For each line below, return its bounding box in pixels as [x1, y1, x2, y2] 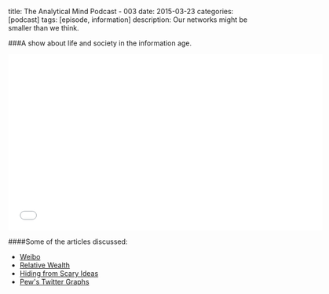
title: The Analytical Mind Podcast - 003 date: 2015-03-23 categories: [8, 7, 234, 16]
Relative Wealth [19, 260, 71, 270]
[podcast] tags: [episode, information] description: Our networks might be [8, 15, 248, 24]
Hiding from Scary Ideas [19, 269, 99, 278]
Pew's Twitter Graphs [19, 278, 90, 286]
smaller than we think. [8, 24, 80, 32]
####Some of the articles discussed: [8, 237, 128, 246]
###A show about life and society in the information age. [8, 38, 192, 48]
